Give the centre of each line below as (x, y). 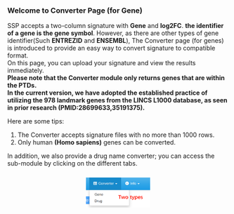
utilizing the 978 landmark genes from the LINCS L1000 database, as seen (117, 100)
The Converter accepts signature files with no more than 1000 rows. (116, 135)
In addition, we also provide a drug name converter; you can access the (111, 156)
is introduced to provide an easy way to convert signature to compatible (111, 48)
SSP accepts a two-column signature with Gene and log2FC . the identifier (116, 26)
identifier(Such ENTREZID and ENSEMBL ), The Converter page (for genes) (116, 41)
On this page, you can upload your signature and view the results (102, 63)
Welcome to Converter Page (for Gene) (75, 11)
